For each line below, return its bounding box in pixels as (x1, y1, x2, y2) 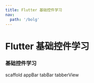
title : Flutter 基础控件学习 (5, 7, 62, 13)
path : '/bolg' (10, 17, 40, 22)
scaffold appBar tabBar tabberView (5, 72, 79, 78)
